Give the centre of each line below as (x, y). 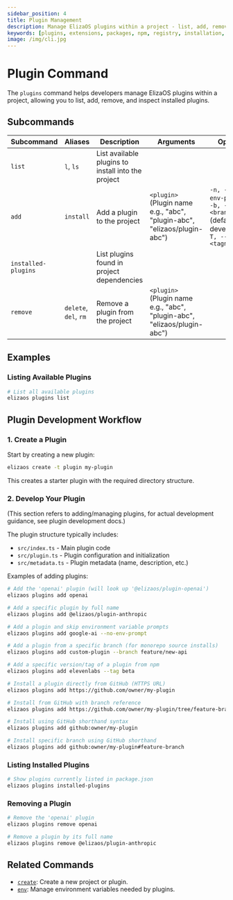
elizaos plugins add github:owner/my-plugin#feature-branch (96, 747)
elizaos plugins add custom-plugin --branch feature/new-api (97, 652)
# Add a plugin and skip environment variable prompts (88, 627)
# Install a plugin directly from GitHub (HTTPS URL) (87, 684)
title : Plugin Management (44, 20)
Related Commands (51, 865)
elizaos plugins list (38, 398)
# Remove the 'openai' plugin (51, 818)
